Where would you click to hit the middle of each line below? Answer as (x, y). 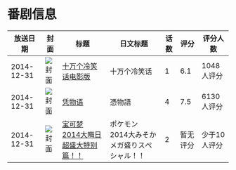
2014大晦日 (82, 134)
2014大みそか (133, 134)
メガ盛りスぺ (131, 145)
